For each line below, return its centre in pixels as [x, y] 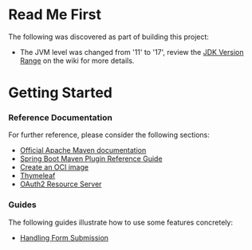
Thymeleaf [37, 176]
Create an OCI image [54, 167]
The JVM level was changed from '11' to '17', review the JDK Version [132, 52]
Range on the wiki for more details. [77, 61]
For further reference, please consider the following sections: [109, 135]
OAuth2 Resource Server [61, 184]
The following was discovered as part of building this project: [109, 37]
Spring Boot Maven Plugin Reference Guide [91, 159]
